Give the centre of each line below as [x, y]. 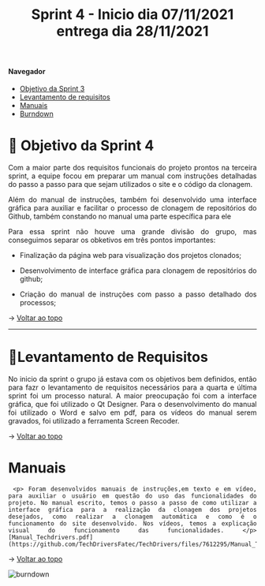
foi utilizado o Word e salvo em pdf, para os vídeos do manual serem [132, 412]
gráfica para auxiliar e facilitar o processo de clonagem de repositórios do [132, 208]
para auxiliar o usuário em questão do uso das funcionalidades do [132, 496]
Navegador [27, 71]
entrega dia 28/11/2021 [132, 31]
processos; [38, 303]
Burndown [36, 114]
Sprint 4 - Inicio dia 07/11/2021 [132, 15]
